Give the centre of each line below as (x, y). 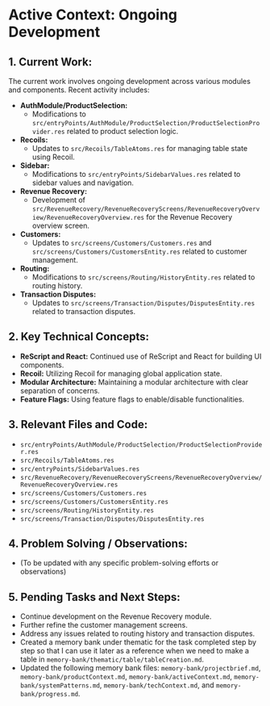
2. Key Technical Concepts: (79, 337)
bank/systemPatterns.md (60, 686)
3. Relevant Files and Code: (78, 424)
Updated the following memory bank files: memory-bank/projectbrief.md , (140, 668)
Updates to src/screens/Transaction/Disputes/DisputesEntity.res (143, 303)
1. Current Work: (50, 62)
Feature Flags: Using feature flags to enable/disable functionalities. (132, 399)
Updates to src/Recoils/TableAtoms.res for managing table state (140, 148)
